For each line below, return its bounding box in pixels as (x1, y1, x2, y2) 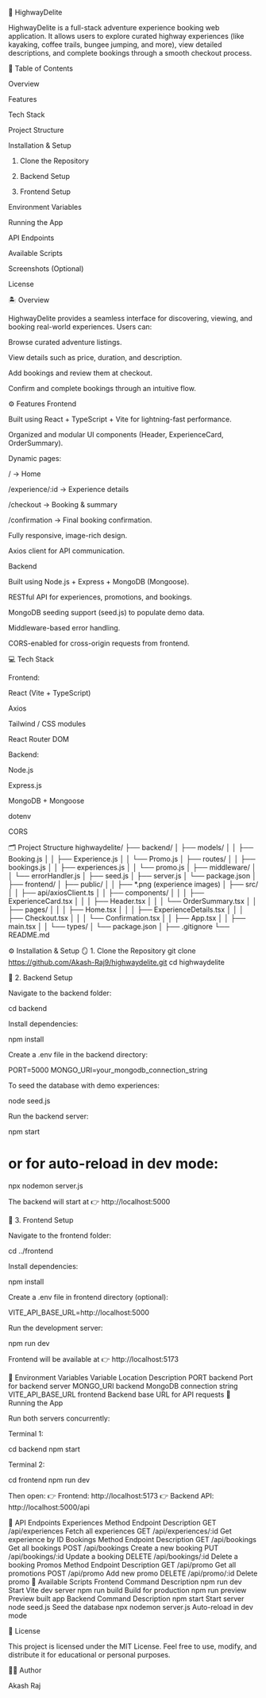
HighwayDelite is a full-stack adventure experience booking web (8, 23, 220, 32)
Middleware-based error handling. (8, 623, 121, 632)
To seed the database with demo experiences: (8, 1081, 160, 1090)
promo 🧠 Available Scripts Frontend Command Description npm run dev (8, 1576, 242, 1586)
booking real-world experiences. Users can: (8, 322, 152, 331)
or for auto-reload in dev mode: (8, 1155, 219, 1173)
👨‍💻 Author (8, 1665, 42, 1675)
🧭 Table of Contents (8, 64, 74, 73)
